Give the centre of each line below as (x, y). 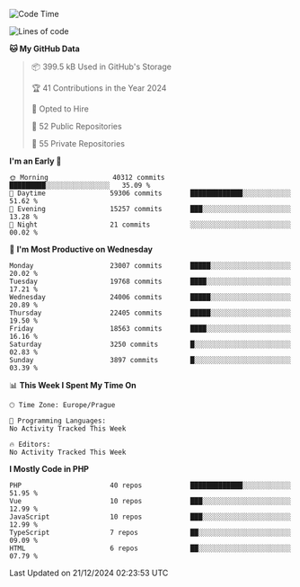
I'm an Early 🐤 (35, 161)
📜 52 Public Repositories (77, 126)
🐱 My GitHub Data (45, 49)
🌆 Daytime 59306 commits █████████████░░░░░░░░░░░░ (150, 193)
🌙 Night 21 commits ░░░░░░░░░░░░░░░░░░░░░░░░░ (150, 225)
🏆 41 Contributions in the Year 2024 (99, 88)
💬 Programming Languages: (57, 421)
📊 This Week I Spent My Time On (73, 385)
